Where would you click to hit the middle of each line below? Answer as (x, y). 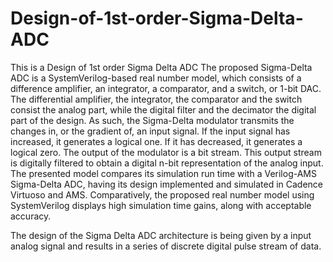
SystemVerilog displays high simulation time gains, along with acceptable (161, 205)
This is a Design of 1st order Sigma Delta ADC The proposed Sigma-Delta (161, 67)
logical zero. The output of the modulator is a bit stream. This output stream (166, 152)
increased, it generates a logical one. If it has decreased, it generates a (156, 141)
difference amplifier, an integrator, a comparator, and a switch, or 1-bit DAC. (166, 88)
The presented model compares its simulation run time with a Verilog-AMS (163, 173)
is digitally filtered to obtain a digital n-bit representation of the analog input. (167, 163)
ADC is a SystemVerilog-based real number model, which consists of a (156, 78)
